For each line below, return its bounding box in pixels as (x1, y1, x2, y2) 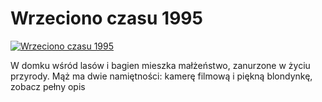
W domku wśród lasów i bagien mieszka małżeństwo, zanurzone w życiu (10, 59, 311, 71)
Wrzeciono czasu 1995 (10, 7, 203, 30)
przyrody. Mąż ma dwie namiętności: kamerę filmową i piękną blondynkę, (10, 70, 313, 82)
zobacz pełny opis (10, 80, 86, 92)
